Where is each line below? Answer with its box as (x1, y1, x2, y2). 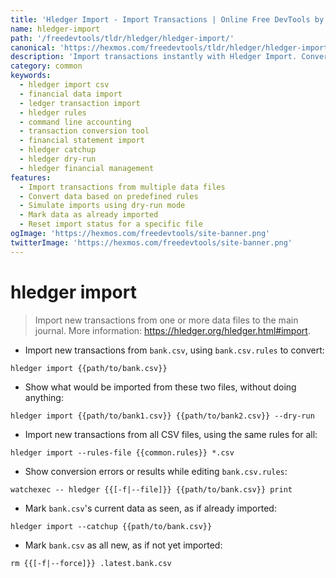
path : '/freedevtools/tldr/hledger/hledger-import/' (10, 33, 235, 43)
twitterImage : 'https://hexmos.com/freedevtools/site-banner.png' (10, 237, 293, 248)
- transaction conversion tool (19, 126, 150, 136)
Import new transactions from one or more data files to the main (34, 314, 299, 326)
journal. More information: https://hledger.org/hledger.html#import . (34, 324, 311, 336)
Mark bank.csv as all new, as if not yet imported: (24, 539, 223, 551)
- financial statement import (19, 136, 145, 146)
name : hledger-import (10, 24, 101, 34)
